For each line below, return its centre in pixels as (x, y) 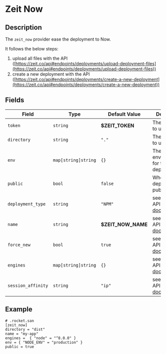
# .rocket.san (20, 321)
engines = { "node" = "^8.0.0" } (41, 338)
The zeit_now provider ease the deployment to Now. (58, 39)
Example (19, 309)
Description (23, 27)
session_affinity (28, 286)
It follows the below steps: (32, 49)
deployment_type (27, 204)
